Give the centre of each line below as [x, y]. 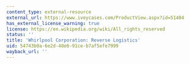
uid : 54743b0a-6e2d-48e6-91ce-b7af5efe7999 [63, 46]
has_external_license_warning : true [53, 23]
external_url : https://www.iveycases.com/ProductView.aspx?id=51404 [95, 18]
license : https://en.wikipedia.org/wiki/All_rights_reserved [86, 29]
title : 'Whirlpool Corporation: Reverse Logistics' [73, 40]
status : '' [20, 35]
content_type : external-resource [49, 12]
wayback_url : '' [27, 52]
